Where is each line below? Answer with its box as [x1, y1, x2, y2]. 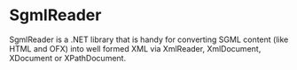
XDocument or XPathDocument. [9, 52, 127, 63]
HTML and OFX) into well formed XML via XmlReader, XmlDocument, [9, 43, 262, 53]
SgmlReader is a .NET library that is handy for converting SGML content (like [9, 34, 289, 45]
